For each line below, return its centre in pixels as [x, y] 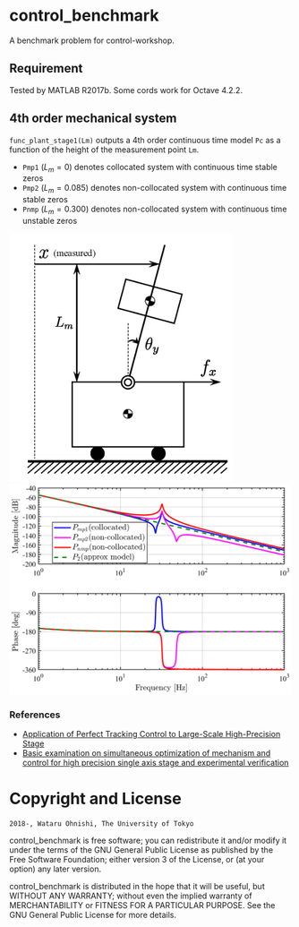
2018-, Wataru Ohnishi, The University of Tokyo [102, 824]
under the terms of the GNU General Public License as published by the [141, 850]
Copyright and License [95, 799]
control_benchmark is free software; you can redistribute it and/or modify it [148, 841]
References [35, 715]
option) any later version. [55, 869]
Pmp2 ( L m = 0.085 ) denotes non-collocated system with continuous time [154, 189]
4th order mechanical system [93, 119]
